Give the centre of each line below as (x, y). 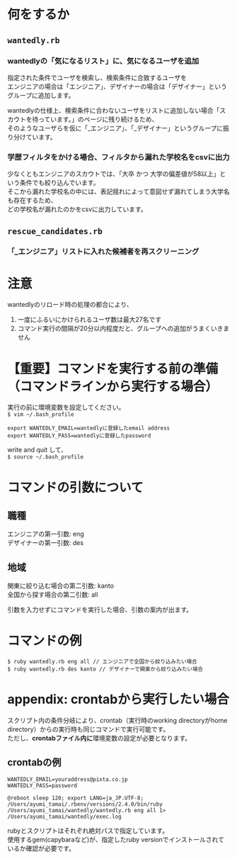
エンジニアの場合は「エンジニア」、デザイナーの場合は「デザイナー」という (117, 86)
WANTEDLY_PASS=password (42, 785)
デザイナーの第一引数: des (45, 543)
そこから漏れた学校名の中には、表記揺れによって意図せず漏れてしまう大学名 (118, 191)
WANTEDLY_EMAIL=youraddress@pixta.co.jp (68, 779)
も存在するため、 (32, 201)
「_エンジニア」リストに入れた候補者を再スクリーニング (103, 252)
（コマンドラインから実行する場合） (113, 386)
